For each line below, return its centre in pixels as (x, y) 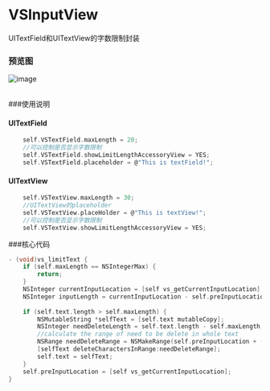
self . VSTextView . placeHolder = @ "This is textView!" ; (115, 212)
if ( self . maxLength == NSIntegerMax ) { (90, 267)
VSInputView (53, 15)
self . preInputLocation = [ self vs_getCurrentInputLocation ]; (127, 372)
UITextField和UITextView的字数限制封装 (74, 38)
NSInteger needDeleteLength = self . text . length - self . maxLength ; (151, 327)
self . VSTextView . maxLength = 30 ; (79, 198)
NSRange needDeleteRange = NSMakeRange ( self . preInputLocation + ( (151, 342)
